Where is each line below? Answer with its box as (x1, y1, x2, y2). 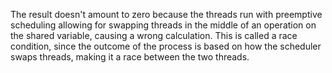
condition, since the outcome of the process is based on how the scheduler (10, 40, 322, 52)
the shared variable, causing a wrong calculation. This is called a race (10, 30, 298, 41)
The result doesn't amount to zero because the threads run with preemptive (10, 9, 323, 20)
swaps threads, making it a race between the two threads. (10, 51, 250, 63)
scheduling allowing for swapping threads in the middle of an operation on (10, 19, 317, 31)
